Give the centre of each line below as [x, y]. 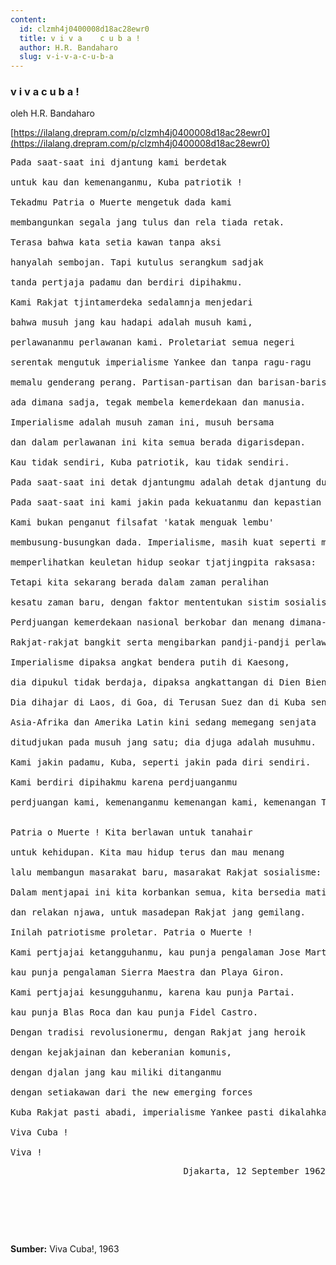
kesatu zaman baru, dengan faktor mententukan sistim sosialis [168, 602]
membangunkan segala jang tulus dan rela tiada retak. [147, 222]
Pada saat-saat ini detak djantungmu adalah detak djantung [161, 482]
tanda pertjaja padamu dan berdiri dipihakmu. [126, 282]
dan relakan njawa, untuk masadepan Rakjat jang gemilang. [158, 912]
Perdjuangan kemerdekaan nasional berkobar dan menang [147, 622]
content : [28, 19]
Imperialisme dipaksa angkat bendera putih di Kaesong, [150, 662]
